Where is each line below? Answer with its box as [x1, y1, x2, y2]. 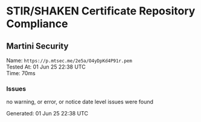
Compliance [6, 17, 68, 31]
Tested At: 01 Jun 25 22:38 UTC [6, 63, 86, 70]
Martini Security [6, 41, 69, 51]
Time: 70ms [6, 70, 36, 76]
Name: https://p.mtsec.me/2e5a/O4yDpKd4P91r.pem [6, 57, 133, 64]
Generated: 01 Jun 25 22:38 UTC [6, 110, 89, 117]
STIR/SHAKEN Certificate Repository [6, 4, 196, 18]
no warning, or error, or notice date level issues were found [6, 98, 154, 106]
